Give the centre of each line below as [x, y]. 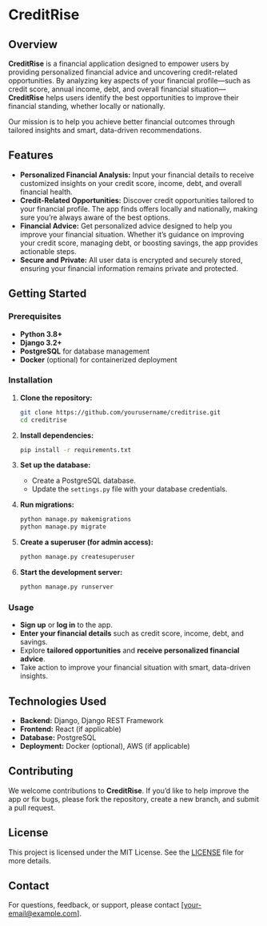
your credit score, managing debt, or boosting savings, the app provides [139, 243]
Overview [33, 44]
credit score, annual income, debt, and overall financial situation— [117, 89]
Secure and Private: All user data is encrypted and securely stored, [131, 260]
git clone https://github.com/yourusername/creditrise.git [120, 412]
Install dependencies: [57, 435]
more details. [30, 860]
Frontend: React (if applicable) [70, 729]
